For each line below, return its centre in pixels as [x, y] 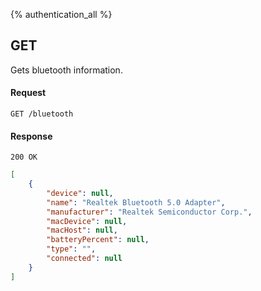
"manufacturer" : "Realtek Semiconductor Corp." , [149, 212]
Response [31, 136]
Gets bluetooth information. [66, 70]
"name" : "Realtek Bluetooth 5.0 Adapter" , [136, 202]
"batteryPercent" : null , [98, 240]
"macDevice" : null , [87, 221]
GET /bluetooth [42, 114]
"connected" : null [84, 259]
